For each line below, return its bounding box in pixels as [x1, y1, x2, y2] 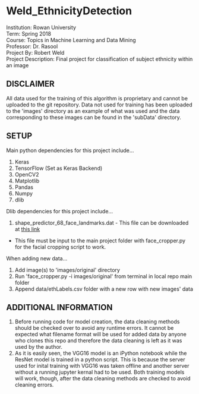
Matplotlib [14, 177, 40, 184]
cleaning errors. [14, 382, 54, 389]
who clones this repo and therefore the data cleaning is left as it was [14, 337, 182, 344]
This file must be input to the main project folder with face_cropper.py [14, 237, 186, 244]
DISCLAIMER [6, 79, 55, 89]
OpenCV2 [14, 171, 39, 178]
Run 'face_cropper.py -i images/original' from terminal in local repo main [14, 272, 192, 280]
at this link [14, 225, 40, 232]
